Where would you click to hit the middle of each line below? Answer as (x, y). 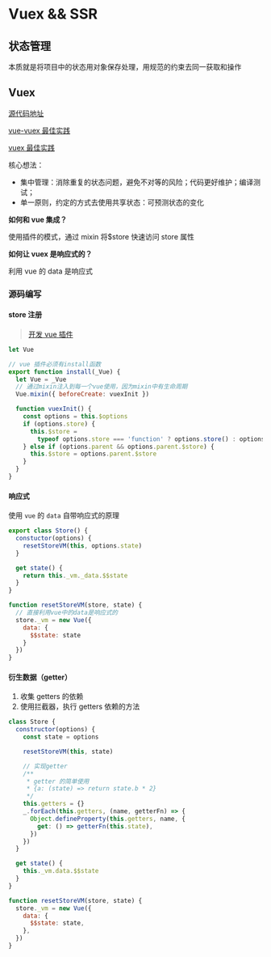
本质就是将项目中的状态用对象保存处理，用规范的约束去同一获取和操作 (125, 67)
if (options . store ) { (59, 424)
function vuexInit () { (54, 409)
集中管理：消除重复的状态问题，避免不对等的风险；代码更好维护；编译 (137, 182)
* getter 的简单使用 (58, 781)
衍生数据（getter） (40, 677)
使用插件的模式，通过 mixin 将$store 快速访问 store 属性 (102, 236)
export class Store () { (48, 531)
